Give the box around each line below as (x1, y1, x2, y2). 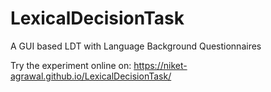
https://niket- (133, 59, 188, 71)
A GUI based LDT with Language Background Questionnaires (10, 40, 262, 52)
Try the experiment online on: (10, 59, 132, 71)
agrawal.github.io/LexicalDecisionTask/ (10, 70, 172, 82)
